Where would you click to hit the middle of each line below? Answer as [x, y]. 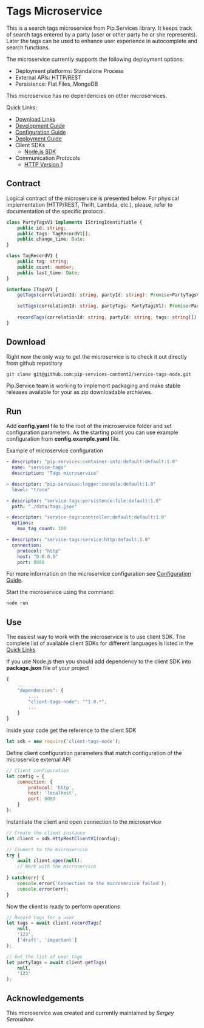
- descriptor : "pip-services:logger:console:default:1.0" [81, 484]
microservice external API [39, 759]
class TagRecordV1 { [32, 256]
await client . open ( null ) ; [50, 861]
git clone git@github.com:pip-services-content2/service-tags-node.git [99, 374]
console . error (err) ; [43, 889]
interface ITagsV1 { [32, 289]
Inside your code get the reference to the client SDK [71, 730]
